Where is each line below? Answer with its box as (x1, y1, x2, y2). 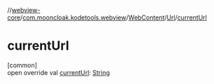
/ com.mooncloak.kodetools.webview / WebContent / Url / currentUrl (20, 13, 207, 22)
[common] (7, 61, 37, 69)
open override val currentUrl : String (7, 68, 110, 76)
